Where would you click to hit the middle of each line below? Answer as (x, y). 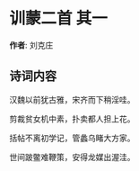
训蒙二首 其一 (58, 18)
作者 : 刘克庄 (31, 45)
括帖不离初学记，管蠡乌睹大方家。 (72, 138)
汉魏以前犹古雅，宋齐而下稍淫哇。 (72, 99)
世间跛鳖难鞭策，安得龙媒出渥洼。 (72, 157)
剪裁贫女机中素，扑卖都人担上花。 (72, 119)
